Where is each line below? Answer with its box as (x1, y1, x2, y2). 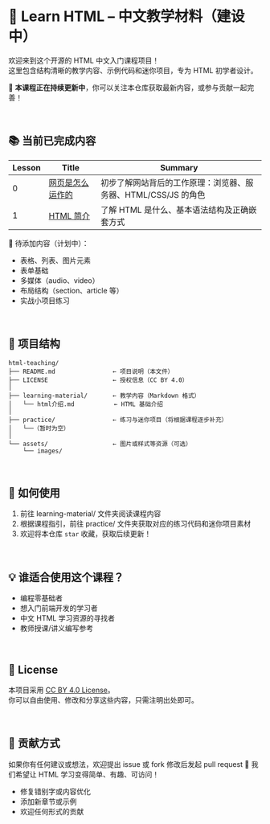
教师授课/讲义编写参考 (19, 624, 94, 633)
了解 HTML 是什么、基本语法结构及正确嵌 (100, 204, 257, 215)
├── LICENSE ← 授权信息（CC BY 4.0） (8, 375, 189, 384)
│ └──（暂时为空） (8, 424, 70, 432)
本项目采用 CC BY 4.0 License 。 (8, 685, 115, 695)
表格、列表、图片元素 (19, 255, 91, 265)
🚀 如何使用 (8, 486, 60, 499)
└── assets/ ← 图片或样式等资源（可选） (8, 440, 192, 448)
